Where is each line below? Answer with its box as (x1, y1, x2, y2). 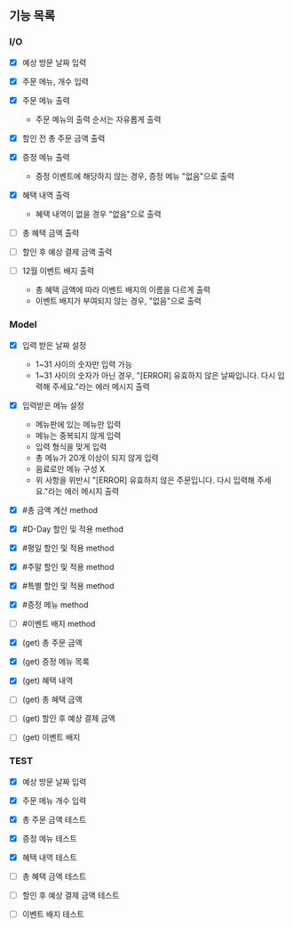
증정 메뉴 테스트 (21, 833, 77, 843)
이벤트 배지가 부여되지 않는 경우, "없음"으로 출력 (35, 296, 202, 306)
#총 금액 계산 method (21, 504, 99, 515)
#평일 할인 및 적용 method (21, 542, 115, 553)
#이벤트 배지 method (21, 618, 96, 630)
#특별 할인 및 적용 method (21, 580, 115, 590)
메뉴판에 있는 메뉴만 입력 (35, 419, 122, 429)
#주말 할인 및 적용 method (21, 561, 115, 572)
